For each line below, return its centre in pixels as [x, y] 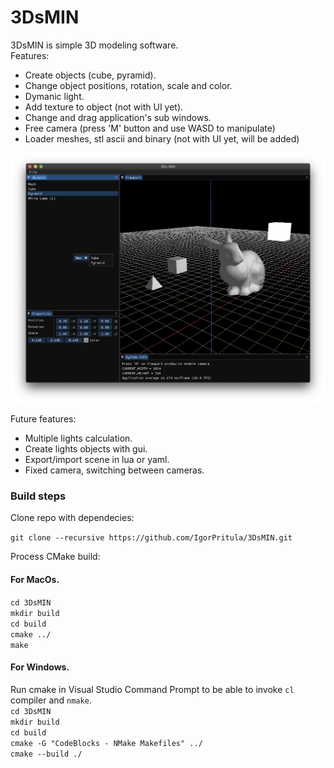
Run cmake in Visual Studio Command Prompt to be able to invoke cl [152, 689]
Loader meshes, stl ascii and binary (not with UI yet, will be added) [162, 138]
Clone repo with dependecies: [72, 518]
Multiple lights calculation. [78, 438]
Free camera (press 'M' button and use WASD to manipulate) [150, 128]
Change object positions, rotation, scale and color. [128, 85]
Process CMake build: [55, 557]
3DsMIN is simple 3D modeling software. [94, 45]
